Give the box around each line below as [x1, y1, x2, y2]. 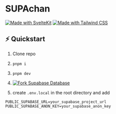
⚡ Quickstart [5, 35, 45, 43]
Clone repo [12, 51, 36, 57]
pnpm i [12, 61, 27, 66]
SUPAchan [5, 3, 50, 15]
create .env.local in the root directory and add [12, 89, 110, 95]
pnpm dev [12, 71, 31, 76]
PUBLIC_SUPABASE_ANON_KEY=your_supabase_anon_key [5, 103, 111, 108]
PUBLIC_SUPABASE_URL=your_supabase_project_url [5, 99, 107, 104]
